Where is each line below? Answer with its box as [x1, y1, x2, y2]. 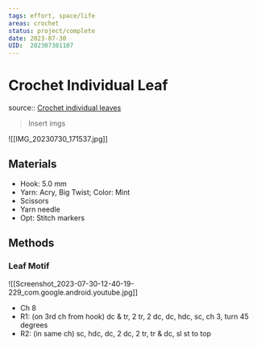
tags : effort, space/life [8, 11, 95, 20]
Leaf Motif [8, 261, 50, 272]
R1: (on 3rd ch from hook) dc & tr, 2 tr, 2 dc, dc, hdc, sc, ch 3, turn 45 [19, 311, 250, 321]
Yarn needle [19, 204, 60, 214]
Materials [8, 158, 57, 171]
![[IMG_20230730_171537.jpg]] [8, 134, 109, 144]
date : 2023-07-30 [8, 34, 67, 43]
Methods [8, 237, 55, 250]
